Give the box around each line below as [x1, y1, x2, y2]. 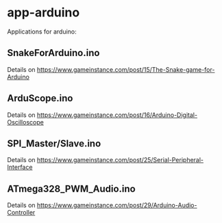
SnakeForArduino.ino [7, 47, 100, 59]
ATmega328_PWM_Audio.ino [7, 183, 136, 194]
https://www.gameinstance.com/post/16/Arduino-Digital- [36, 111, 197, 119]
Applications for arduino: [7, 27, 77, 36]
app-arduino [7, 5, 80, 21]
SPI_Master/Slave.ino [7, 137, 101, 149]
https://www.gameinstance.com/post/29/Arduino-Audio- [36, 201, 197, 209]
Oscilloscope [7, 118, 45, 126]
